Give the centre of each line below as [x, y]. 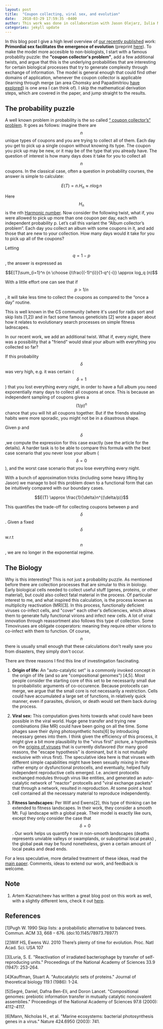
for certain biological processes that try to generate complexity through [76, 67]
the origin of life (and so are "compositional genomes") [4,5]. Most [79, 675]
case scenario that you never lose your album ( [52, 453]
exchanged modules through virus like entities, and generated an [77, 778]
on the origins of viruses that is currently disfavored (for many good [80, 747]
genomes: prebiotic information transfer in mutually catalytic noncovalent [78, 996]
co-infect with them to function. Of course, [48, 631]
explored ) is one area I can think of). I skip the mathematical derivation [75, 88]
